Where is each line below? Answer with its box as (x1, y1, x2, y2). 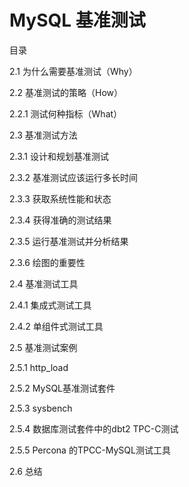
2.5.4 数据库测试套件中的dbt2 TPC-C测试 (9, 422, 179, 435)
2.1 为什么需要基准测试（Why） (9, 65, 138, 77)
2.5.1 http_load (9, 361, 69, 373)
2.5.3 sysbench (9, 402, 73, 414)
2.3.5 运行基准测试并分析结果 (9, 235, 129, 247)
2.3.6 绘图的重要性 (9, 256, 86, 268)
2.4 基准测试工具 (9, 277, 79, 290)
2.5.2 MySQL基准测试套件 (9, 382, 116, 394)
